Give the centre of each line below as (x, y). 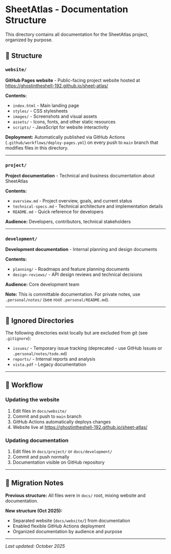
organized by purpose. (29, 40)
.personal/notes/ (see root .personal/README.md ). (57, 300)
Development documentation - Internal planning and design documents (81, 249)
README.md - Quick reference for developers (58, 211)
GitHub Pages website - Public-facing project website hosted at (73, 80)
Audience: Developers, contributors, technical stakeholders (68, 221)
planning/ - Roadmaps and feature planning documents (71, 269)
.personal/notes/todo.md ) (40, 354)
